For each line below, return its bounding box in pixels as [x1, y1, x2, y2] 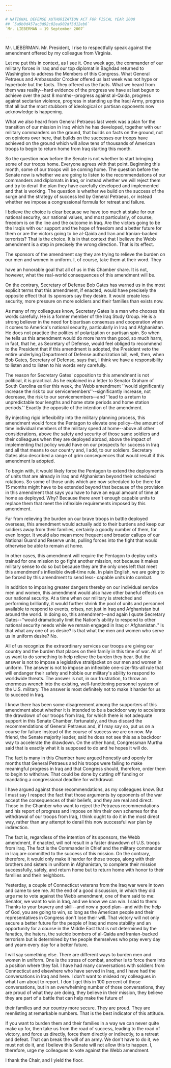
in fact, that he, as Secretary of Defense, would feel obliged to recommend [5, 340, 162, 347]
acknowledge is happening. [5, 109, 63, 115]
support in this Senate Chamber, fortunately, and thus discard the [5, 718, 142, 724]
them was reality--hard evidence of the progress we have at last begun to [5, 87, 160, 93]
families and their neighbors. [5, 872, 65, 878]
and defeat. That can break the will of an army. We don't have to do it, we [5, 1036, 159, 1042]
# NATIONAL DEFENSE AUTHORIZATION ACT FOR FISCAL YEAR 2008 [5, 16, 136, 22]
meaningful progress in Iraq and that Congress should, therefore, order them [5, 766, 166, 772]
